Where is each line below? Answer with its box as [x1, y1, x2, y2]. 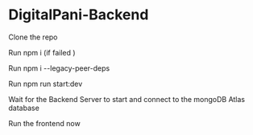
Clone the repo [8, 32, 58, 42]
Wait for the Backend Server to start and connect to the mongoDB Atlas [8, 94, 246, 104]
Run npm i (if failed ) [8, 47, 76, 57]
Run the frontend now [8, 118, 81, 128]
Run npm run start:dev [8, 79, 83, 88]
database [8, 103, 40, 112]
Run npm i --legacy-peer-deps [8, 63, 110, 73]
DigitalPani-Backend [8, 6, 149, 24]
